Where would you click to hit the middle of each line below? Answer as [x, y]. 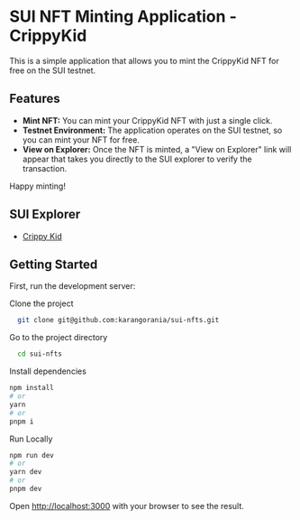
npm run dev [32, 455]
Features [35, 99]
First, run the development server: [73, 286]
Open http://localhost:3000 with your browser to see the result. [127, 506]
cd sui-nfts [40, 354]
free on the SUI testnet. [53, 70]
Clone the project [41, 303]
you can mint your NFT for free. [81, 139]
